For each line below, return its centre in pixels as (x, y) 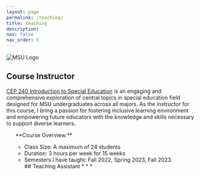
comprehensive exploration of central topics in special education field (93, 97)
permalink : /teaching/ (35, 18)
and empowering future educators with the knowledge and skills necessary (100, 117)
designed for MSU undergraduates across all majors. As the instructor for (98, 104)
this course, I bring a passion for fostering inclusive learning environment (98, 110)
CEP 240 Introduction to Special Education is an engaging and (84, 91)
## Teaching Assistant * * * (58, 166)
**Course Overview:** (44, 135)
